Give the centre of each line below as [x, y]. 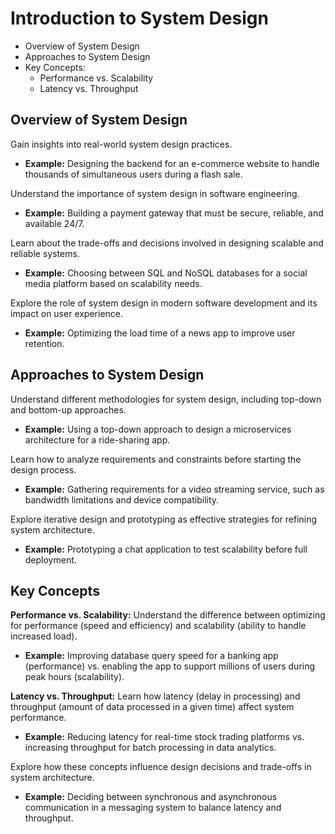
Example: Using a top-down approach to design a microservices [158, 429]
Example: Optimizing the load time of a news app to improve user [160, 333]
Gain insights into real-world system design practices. [121, 144]
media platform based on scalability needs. [113, 283]
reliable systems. [45, 253]
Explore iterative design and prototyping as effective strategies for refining [164, 519]
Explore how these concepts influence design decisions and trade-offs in [161, 767]
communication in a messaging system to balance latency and [153, 808]
